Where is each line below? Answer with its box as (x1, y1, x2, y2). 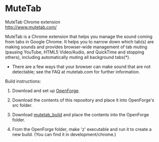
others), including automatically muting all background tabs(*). (5, 54, 130, 60)
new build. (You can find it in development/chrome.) (12, 131, 116, 137)
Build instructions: (5, 78, 41, 84)
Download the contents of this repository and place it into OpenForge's (12, 97, 155, 103)
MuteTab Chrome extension (5, 19, 61, 25)
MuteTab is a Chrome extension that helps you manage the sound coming (5, 34, 153, 39)
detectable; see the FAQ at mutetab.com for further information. (12, 69, 140, 74)
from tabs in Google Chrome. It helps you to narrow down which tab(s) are (5, 38, 154, 44)
